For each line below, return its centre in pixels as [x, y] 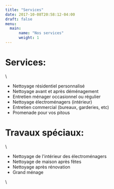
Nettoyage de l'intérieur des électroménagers [60, 156]
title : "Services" [24, 10]
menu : [11, 24]
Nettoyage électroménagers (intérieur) [52, 102]
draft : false [19, 19]
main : [16, 28]
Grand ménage [28, 172]
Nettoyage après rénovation [41, 167]
